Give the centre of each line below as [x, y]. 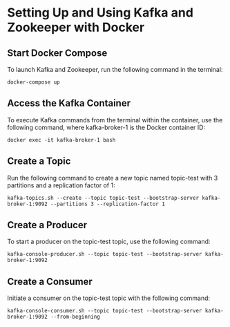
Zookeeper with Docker [76, 27]
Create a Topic [39, 161]
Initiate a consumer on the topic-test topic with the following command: [109, 298]
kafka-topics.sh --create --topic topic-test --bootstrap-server [103, 198]
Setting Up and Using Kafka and [100, 13]
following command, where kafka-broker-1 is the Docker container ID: [106, 127]
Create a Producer [47, 225]
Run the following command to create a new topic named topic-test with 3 [113, 178]
